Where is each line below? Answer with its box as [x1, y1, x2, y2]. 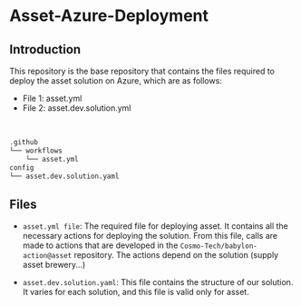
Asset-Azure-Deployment [9, 5, 209, 26]
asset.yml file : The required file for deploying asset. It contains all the [22, 221, 288, 232]
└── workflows [9, 146, 63, 155]
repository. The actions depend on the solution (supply [73, 250, 279, 261]
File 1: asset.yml [22, 93, 83, 104]
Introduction [9, 42, 82, 57]
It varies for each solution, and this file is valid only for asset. [22, 287, 249, 298]
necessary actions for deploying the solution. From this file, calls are [22, 231, 278, 242]
